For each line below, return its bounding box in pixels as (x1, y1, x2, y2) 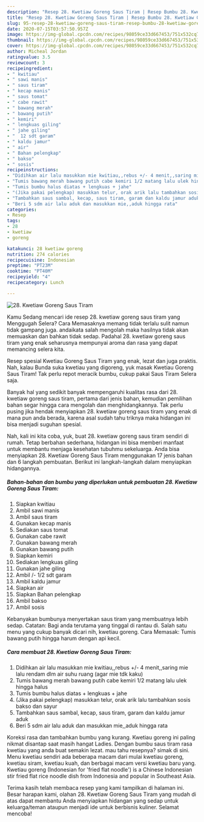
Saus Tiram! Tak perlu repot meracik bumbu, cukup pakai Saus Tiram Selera (7, 370, 197, 377)
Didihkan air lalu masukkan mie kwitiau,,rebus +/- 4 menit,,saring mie (15, 664, 188, 671)
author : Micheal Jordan (7, 49, 67, 55)
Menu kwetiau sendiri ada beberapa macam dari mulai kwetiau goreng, (7, 753, 184, 760)
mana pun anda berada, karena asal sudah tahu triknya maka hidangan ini (7, 414, 191, 421)
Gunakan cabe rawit (15, 532, 66, 540)
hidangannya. (7, 464, 41, 472)
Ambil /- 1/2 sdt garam (15, 571, 72, 579)
